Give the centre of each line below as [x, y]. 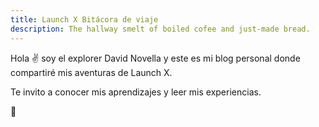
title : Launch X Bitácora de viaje [84, 19]
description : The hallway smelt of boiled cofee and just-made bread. [160, 29]
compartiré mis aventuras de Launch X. [91, 72]
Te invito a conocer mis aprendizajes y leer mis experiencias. [136, 92]
